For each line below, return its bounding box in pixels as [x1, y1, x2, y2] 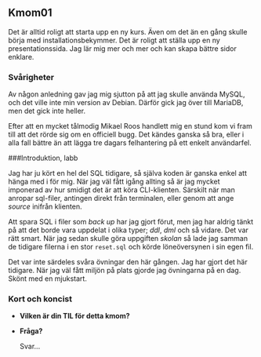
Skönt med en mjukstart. [8, 274, 88, 283]
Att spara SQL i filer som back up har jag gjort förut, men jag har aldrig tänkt [8, 217, 254, 227]
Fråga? [19, 326, 43, 336]
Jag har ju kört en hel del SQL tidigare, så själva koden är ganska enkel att [8, 169, 247, 178]
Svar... [19, 341, 41, 352]
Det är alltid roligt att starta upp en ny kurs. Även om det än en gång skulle [8, 27, 248, 36]
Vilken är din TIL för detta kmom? [19, 311, 131, 321]
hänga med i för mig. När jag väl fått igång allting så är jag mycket [8, 177, 220, 187]
